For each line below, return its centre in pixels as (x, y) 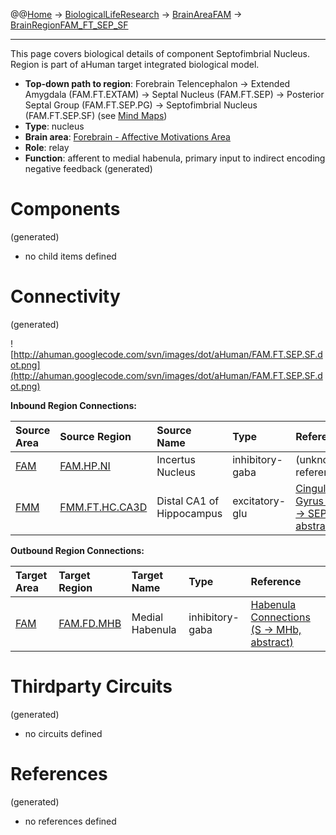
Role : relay (47, 147)
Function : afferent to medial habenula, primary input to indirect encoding (175, 158)
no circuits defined (63, 733)
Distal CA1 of (188, 501)
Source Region (95, 436)
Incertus (176, 459)
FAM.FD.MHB (90, 623)
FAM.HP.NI (85, 466)
